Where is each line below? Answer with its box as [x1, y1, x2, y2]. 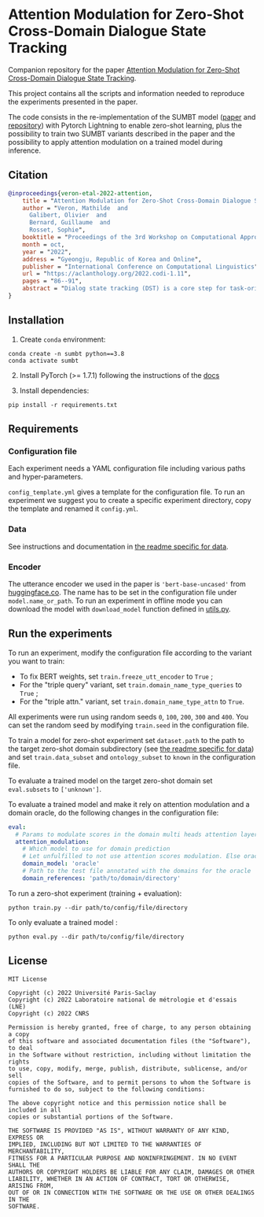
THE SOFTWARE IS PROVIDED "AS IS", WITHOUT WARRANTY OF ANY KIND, [8, 1126, 230, 1134]
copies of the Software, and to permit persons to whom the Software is [8, 1078, 251, 1086]
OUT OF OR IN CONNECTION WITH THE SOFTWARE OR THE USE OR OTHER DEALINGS [8, 1189, 255, 1197]
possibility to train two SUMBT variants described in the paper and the [8, 128, 236, 139]
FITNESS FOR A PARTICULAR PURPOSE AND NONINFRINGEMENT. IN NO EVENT [8, 1154, 237, 1162]
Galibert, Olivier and [28, 211, 108, 220]
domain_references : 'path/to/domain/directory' [22, 874, 181, 882]
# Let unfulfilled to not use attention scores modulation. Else [22, 853, 241, 860]
